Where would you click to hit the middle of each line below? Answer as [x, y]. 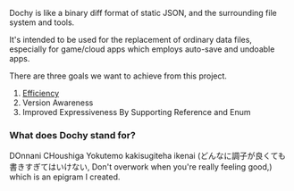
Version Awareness [58, 103]
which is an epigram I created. [65, 177]
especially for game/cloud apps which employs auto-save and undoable [142, 49]
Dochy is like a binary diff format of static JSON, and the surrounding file [143, 13]
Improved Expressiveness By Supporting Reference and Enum [137, 112]
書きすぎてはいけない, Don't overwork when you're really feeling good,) [141, 167]
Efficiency [41, 93]
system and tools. [42, 22]
